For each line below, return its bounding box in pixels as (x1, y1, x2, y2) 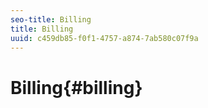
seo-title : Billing (10, 14, 92, 25)
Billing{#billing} (10, 76, 143, 99)
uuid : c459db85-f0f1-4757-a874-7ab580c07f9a (10, 33, 199, 43)
